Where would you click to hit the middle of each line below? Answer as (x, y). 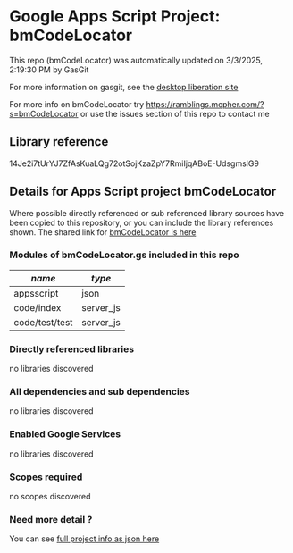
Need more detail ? (51, 519)
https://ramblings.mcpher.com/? (205, 104)
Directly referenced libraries (72, 348)
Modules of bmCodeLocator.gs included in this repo (124, 255)
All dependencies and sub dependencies (100, 392)
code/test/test (43, 322)
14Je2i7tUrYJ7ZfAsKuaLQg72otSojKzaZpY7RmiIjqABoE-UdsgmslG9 (134, 163)
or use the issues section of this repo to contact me (175, 113)
